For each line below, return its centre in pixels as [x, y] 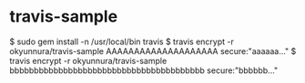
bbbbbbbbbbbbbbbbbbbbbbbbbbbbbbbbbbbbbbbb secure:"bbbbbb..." [144, 70]
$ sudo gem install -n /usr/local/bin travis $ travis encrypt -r [122, 41]
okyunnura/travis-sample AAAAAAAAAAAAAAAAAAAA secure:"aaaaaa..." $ [153, 51]
